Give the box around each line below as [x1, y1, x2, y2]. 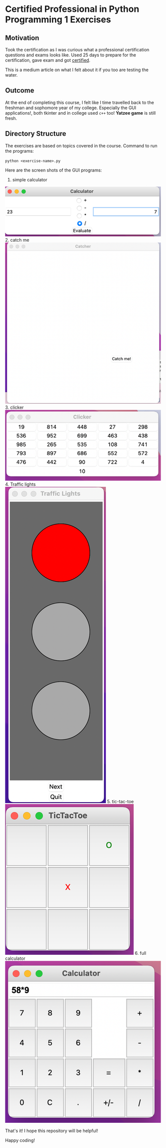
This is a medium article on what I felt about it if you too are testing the [5, 67, 149, 73]
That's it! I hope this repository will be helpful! [5, 1128, 98, 1134]
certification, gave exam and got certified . [5, 57, 90, 63]
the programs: [5, 148, 34, 154]
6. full [134, 950, 147, 956]
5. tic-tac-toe [107, 799, 134, 804]
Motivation [5, 34, 40, 42]
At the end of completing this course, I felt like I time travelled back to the [5, 99, 154, 105]
